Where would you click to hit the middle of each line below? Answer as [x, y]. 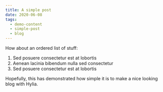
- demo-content [26, 24]
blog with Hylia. [22, 84]
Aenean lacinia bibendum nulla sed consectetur [63, 63]
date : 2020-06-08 [24, 15]
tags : [11, 19]
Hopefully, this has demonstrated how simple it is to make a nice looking [81, 79]
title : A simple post [28, 10]
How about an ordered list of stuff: [42, 48]
